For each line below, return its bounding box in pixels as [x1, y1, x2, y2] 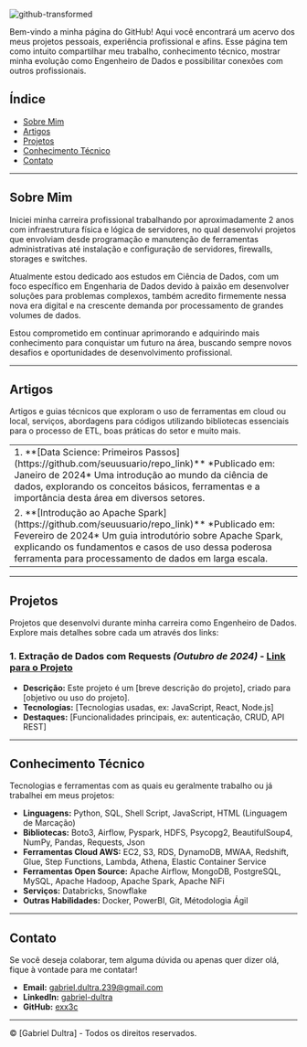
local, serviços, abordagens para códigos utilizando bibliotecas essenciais [9, 416, 290, 427]
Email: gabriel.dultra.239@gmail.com [22, 982, 164, 993]
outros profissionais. [9, 65, 87, 76]
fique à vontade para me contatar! [9, 965, 138, 976]
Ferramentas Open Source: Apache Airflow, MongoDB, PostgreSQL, [22, 866, 281, 877]
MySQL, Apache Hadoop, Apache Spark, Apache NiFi [22, 876, 226, 887]
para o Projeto [9, 661, 73, 674]
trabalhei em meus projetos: [9, 790, 115, 801]
